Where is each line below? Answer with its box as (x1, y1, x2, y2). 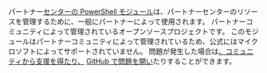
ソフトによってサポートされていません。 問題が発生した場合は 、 (14, 47, 226, 56)
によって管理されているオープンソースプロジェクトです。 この (42, 27, 245, 36)
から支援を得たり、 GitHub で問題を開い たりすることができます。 (22, 56, 237, 66)
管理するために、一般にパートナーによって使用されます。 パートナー (22, 17, 246, 26)
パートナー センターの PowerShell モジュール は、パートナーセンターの (8, 7, 238, 16)
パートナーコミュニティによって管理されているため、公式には (35, 36, 238, 46)
